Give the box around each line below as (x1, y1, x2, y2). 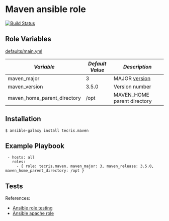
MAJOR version (113, 75, 151, 82)
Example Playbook (5, 141, 64, 150)
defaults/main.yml (5, 48, 43, 54)
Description (123, 63, 152, 70)
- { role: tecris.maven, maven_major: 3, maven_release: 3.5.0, (16, 164, 154, 169)
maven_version (8, 83, 43, 90)
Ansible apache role (12, 210, 54, 216)
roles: (12, 160, 26, 165)
